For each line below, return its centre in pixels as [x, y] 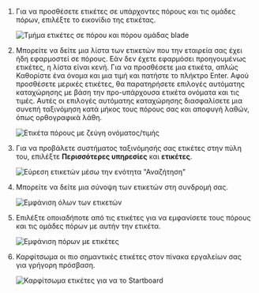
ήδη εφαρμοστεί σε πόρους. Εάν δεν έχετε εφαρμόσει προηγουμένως [131, 59]
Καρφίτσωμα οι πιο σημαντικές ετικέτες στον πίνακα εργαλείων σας [129, 257]
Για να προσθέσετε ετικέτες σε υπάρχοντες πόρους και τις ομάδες [126, 11]
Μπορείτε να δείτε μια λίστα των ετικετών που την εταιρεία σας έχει [129, 50]
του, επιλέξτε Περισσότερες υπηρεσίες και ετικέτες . [104, 156]
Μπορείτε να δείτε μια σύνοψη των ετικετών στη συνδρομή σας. [122, 187]
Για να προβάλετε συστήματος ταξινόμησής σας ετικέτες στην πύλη [129, 148]
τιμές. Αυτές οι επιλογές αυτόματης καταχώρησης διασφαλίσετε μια [129, 101]
